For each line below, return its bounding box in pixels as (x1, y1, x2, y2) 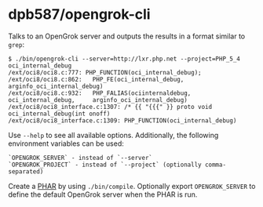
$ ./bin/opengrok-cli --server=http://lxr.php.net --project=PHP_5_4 (8, 55, 241, 63)
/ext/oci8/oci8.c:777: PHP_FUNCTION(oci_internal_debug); (8, 68, 202, 76)
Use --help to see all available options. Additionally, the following (8, 130, 219, 140)
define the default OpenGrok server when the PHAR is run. (8, 190, 198, 199)
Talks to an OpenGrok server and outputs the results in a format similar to (8, 31, 246, 41)
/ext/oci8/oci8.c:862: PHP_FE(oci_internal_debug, (8, 75, 184, 83)
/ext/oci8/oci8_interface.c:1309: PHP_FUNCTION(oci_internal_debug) (8, 116, 237, 125)
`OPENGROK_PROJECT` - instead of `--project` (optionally (8, 161, 202, 169)
